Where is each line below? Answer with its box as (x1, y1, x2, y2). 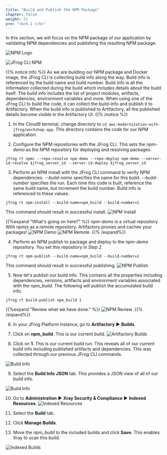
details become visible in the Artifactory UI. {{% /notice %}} (5, 112, 128, 118)
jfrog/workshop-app (12, 128, 54, 133)
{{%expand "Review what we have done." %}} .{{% (5, 306, 143, 312)
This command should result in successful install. (5, 209, 107, 215)
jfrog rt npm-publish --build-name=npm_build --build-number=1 (5, 254, 140, 259)
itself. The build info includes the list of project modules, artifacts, (5, 90, 140, 96)
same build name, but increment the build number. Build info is (12, 185, 141, 191)
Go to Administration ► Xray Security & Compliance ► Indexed (12, 395, 146, 401)
